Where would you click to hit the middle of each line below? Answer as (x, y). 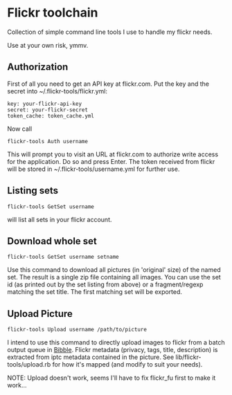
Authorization (38, 67)
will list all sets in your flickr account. (60, 219)
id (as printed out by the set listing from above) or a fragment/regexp (105, 284)
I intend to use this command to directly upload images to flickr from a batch (116, 342)
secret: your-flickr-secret (48, 110)
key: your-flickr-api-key (44, 104)
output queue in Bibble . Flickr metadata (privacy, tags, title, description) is (113, 350)
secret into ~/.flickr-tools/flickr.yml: (57, 91)
